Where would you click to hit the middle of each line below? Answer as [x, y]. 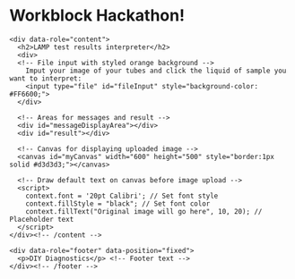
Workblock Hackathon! [97, 16]
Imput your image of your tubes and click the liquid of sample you [156, 71]
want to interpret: [46, 78]
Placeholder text [42, 219]
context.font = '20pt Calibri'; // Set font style [122, 196]
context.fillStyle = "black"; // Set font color [118, 203]
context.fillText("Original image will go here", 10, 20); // [144, 211]
